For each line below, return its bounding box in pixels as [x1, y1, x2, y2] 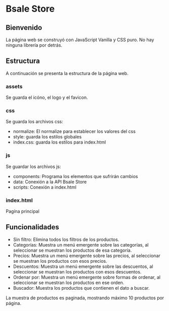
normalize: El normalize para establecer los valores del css [13, 128, 136, 134]
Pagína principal [6, 209, 39, 214]
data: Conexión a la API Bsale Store [13, 179, 87, 185]
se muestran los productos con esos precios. [13, 258, 108, 264]
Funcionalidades [6, 223, 60, 231]
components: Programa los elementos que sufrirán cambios [13, 173, 138, 179]
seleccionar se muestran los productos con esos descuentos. [13, 268, 142, 274]
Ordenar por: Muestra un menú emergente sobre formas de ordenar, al [13, 274, 161, 280]
